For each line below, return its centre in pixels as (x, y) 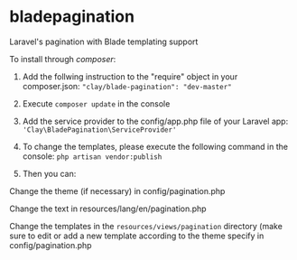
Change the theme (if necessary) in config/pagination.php (117, 190)
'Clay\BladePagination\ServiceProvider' (99, 130)
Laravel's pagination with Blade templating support (104, 42)
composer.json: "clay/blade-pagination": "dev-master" (127, 86)
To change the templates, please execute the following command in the (155, 146)
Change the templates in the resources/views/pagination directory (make (146, 226)
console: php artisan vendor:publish (92, 156)
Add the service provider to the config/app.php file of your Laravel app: (155, 121)
